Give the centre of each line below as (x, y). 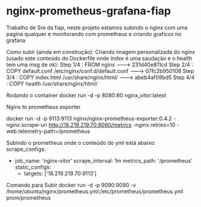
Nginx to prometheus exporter (43, 106)
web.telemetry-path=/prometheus (48, 131)
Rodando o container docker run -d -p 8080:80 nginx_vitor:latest (86, 95)
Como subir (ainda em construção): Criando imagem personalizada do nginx (101, 51)
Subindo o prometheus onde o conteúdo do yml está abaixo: (81, 142)
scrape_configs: (26, 149)
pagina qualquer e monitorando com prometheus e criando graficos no (94, 34)
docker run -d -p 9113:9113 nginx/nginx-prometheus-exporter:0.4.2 (89, 118)
